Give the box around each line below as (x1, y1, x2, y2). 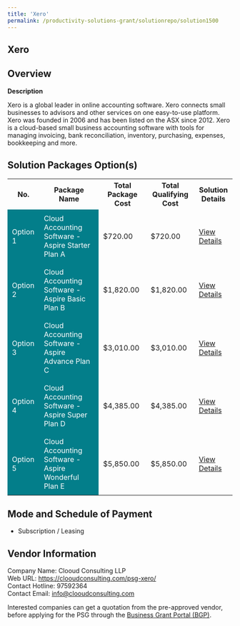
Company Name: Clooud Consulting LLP (7, 567, 126, 575)
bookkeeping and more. (7, 138, 78, 147)
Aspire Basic (44, 293, 86, 303)
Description (7, 86, 44, 95)
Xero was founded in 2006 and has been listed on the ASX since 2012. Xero (7, 116, 231, 124)
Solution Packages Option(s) (7, 159, 138, 171)
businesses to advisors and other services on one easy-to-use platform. (7, 108, 220, 116)
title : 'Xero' (7, 10, 50, 18)
